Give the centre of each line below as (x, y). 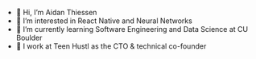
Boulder (29, 37)
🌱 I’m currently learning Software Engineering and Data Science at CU (132, 29)
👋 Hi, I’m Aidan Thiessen (56, 12)
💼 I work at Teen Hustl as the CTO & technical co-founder (111, 46)
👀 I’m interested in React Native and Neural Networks (104, 21)
